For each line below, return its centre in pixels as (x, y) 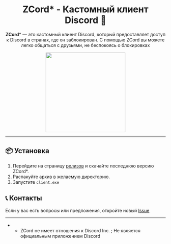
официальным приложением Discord (60, 236)
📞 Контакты (24, 198)
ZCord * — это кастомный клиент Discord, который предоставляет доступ (85, 34)
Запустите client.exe (36, 182)
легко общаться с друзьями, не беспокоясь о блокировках (85, 45)
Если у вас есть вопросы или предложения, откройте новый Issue (77, 210)
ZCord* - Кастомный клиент (85, 9)
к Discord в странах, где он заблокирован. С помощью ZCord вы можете (85, 40)
